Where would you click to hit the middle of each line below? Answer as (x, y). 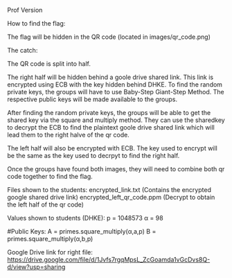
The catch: (23, 50)
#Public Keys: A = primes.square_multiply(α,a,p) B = (82, 231)
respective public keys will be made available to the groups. (92, 99)
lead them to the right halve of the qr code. (68, 135)
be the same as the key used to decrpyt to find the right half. (93, 156)
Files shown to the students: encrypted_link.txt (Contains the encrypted (109, 190)
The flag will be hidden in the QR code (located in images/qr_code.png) (109, 37)
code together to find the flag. (50, 176)
